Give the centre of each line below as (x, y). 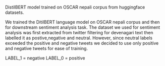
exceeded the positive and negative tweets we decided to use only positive (82, 43)
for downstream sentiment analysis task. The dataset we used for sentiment (82, 27)
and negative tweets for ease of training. (47, 48)
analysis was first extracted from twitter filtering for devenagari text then (79, 33)
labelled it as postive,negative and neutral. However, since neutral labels (79, 38)
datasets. (15, 12)
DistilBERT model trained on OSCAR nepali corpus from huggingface (75, 7)
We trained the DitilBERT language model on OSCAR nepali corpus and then (82, 22)
